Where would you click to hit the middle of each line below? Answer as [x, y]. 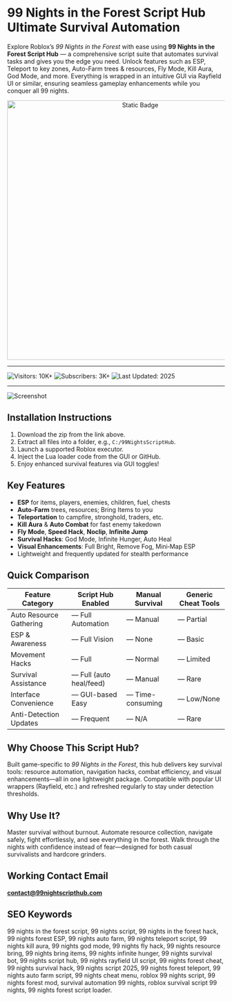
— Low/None [199, 699]
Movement [28, 655]
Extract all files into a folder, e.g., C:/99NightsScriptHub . [96, 441]
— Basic [191, 639]
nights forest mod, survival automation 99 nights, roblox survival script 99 [112, 982]
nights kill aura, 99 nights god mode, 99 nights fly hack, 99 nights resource [114, 946]
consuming [145, 704]
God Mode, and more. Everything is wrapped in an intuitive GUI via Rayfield [114, 76]
